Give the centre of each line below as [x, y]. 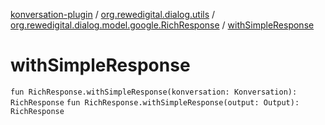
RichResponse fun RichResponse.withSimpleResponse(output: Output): [155, 102]
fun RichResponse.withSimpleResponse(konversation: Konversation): [154, 92]
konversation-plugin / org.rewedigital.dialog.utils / [113, 14]
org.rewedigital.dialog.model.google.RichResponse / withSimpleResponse [162, 25]
